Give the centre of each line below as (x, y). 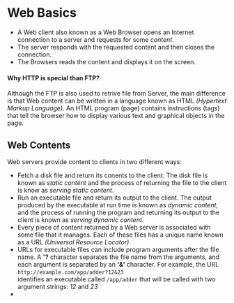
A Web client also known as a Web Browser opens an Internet (106, 32)
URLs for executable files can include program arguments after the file (118, 249)
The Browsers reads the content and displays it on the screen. (107, 61)
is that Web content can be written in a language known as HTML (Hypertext (117, 101)
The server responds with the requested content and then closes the (116, 47)
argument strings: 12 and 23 (57, 286)
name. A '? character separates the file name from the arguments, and (118, 257)
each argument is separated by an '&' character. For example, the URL (118, 264)
